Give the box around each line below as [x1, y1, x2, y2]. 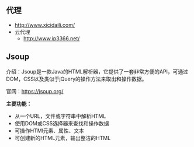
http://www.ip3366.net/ [23, 34, 80, 42]
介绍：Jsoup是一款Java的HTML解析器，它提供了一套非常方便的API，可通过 [6, 68, 189, 75]
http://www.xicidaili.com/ [14, 21, 75, 28]
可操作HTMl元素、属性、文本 [14, 127, 85, 134]
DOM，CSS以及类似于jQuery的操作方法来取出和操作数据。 [6, 75, 147, 82]
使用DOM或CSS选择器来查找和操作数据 [14, 120, 109, 127]
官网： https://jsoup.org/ [6, 87, 64, 94]
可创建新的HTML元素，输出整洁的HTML [14, 134, 111, 141]
